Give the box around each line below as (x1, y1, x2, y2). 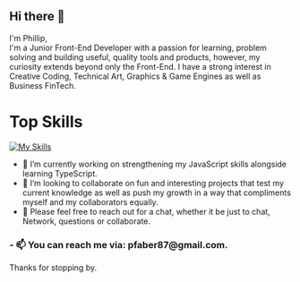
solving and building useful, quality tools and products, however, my (9, 51, 261, 63)
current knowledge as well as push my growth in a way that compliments (21, 187, 291, 198)
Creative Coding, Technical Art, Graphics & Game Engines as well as (9, 71, 261, 81)
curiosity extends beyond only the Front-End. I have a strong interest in (9, 61, 271, 72)
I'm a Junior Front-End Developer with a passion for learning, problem (9, 42, 267, 53)
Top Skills (9, 112, 83, 132)
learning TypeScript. (21, 167, 99, 179)
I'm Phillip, (9, 32, 47, 43)
